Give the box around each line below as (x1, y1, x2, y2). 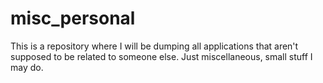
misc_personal (10, 7, 136, 30)
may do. (10, 61, 44, 73)
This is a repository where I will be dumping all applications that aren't (10, 40, 299, 52)
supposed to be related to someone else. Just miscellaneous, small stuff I (10, 50, 313, 62)
